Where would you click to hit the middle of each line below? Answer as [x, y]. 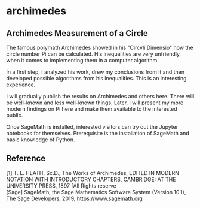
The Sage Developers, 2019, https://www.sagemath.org [75, 198]
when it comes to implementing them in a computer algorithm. [83, 60]
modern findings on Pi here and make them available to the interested [92, 109]
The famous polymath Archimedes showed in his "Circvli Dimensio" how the [100, 47]
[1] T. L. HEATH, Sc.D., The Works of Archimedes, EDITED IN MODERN [93, 173]
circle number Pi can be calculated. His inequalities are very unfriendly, [94, 54]
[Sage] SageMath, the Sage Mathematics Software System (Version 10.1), [96, 192]
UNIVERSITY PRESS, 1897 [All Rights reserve [61, 186]
